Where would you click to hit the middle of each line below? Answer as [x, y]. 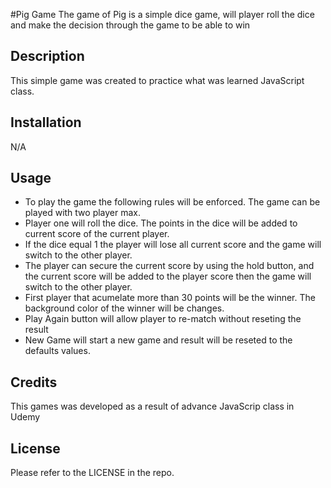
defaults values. [57, 351]
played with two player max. [83, 213]
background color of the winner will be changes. [124, 308]
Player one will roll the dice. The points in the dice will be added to [161, 223]
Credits [34, 382]
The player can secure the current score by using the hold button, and [169, 266]
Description [47, 56]
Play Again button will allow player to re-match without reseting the [163, 319]
